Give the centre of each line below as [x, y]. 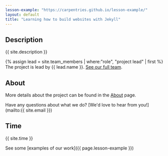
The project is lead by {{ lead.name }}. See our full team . [64, 67]
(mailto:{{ [15, 110]
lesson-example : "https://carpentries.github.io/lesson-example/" [76, 10]
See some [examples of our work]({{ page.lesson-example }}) [70, 148]
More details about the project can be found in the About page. [71, 95]
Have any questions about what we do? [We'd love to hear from [71, 105]
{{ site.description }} [26, 52]
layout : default [22, 15]
